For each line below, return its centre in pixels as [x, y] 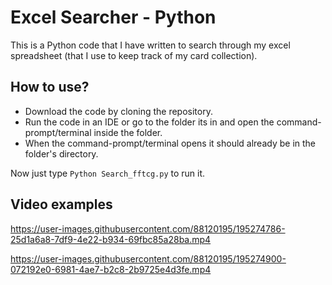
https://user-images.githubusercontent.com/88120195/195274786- [148, 228]
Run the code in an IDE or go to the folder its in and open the [149, 122]
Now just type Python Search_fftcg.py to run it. [108, 173]
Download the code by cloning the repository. [118, 111]
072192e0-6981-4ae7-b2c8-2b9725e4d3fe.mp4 [111, 269]
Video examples [61, 204]
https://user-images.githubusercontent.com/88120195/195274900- [148, 258]
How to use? [50, 87]
